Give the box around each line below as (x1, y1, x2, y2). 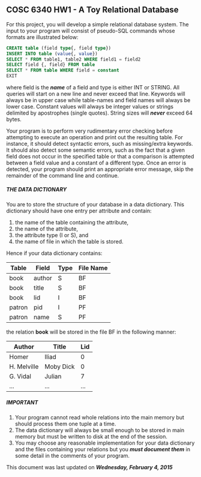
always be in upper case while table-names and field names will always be (6, 97, 191, 104)
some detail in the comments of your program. (14, 452, 130, 459)
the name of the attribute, (14, 225, 79, 233)
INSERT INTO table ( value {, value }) (6, 50, 98, 56)
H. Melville (9, 362, 39, 371)
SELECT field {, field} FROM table (6, 62, 95, 68)
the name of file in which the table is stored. (14, 238, 124, 245)
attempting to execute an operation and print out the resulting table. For (6, 134, 183, 141)
